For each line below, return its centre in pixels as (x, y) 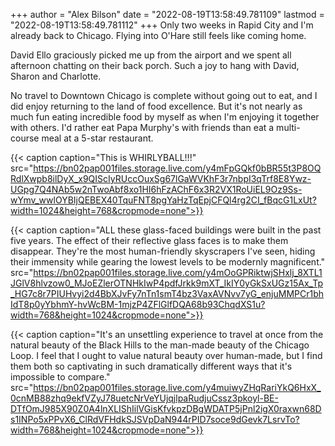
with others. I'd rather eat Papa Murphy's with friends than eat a (142, 127)
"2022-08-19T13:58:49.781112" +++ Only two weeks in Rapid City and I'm (162, 25)
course (25, 138)
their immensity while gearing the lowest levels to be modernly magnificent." (168, 262)
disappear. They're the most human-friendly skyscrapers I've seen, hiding (163, 251)
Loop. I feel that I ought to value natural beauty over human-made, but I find (166, 355)
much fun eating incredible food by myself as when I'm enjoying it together (165, 117)
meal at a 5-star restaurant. (97, 138)
